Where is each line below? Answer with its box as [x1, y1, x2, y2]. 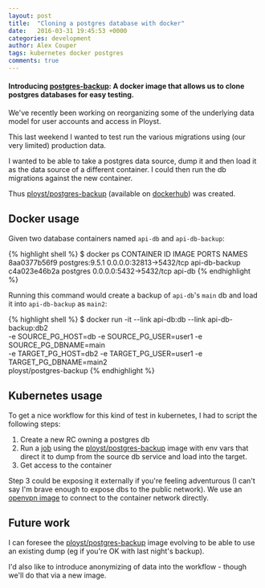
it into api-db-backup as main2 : [8, 298, 108, 308]
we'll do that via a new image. [8, 570, 107, 580]
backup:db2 [8, 323, 48, 332]
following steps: [8, 419, 61, 429]
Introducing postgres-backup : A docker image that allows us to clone [8, 81, 245, 91]
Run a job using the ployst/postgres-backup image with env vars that [19, 443, 249, 453]
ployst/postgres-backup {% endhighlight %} [8, 365, 155, 375]
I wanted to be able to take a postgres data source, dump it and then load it [8, 156, 257, 166]
